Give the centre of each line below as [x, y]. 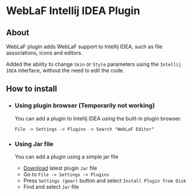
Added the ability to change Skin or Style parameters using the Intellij [94, 64]
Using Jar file [34, 144]
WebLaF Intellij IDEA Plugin [73, 11]
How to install [32, 89]
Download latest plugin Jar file [60, 168]
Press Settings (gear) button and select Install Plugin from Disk [105, 180]
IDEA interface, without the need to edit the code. [65, 70]
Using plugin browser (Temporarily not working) [85, 106]
